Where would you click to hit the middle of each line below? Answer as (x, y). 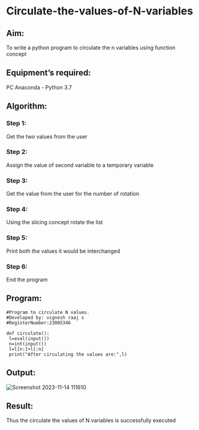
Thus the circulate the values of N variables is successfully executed (91, 420)
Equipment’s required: (49, 73)
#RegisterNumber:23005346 (38, 322)
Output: (21, 373)
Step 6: (17, 267)
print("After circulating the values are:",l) (68, 354)
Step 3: (17, 180)
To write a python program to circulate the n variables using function (91, 47)
